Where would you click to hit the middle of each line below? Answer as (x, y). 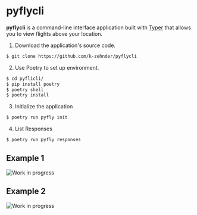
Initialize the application (44, 107)
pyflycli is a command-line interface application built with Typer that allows (99, 27)
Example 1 (25, 158)
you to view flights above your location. (54, 33)
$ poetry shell (25, 90)
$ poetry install (28, 95)
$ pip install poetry (33, 84)
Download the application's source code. (65, 45)
